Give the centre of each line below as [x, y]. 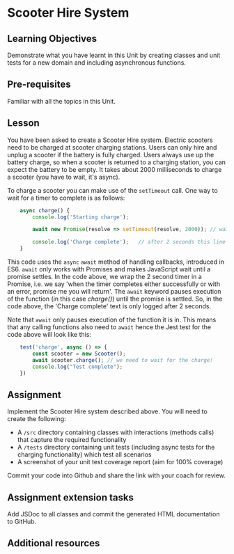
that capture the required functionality [72, 440]
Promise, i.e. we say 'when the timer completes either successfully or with [114, 284]
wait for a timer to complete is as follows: [66, 198]
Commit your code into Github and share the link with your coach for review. [117, 475]
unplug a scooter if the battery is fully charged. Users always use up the [111, 155]
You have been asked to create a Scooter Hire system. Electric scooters [110, 140]
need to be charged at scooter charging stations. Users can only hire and [112, 147]
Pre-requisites [39, 85]
